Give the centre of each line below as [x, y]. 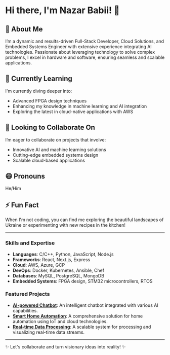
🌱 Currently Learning [39, 79]
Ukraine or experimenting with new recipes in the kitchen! [65, 225]
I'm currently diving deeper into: [39, 91]
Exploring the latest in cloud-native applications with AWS [73, 112]
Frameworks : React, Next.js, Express [51, 259]
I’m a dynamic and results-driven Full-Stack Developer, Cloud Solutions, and [85, 41]
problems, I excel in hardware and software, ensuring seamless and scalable [85, 57]
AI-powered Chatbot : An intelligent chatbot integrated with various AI [85, 305]
